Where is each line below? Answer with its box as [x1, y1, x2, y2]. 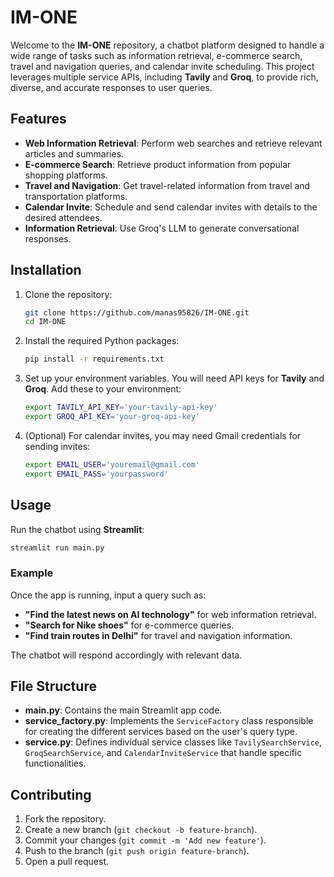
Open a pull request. [24, 856, 110, 868]
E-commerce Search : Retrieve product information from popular [24, 158, 292, 170]
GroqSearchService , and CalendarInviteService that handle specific [24, 747, 303, 759]
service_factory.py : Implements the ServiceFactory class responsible [24, 715, 314, 727]
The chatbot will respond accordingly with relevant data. [10, 649, 243, 661]
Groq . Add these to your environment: [24, 383, 182, 395]
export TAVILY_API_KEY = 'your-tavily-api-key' [24, 402, 218, 413]
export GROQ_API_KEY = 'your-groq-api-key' [24, 412, 201, 422]
